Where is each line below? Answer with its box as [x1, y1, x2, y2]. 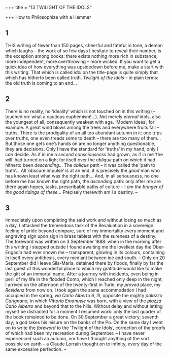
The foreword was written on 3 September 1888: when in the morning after [5, 238, 162, 245]
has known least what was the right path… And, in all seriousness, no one [5, 172, 159, 179]
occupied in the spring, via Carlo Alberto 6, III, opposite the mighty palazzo [5, 293, 162, 299]
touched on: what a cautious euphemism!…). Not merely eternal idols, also [5, 114, 161, 120]
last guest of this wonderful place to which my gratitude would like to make [5, 266, 162, 272]
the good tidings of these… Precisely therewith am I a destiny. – [5, 189, 138, 195]
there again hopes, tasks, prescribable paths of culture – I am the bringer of [5, 184, 163, 190]
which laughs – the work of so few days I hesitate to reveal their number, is [5, 48, 161, 54]
